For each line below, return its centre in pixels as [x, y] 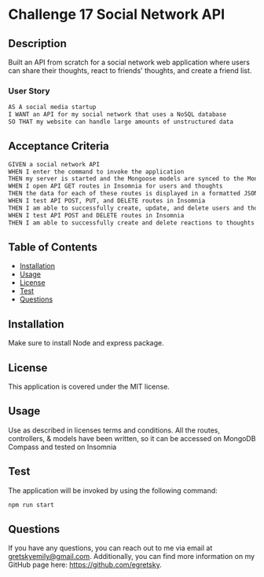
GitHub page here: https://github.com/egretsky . [85, 565]
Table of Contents [53, 247]
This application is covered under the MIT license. [89, 387]
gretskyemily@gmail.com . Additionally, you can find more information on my [132, 557]
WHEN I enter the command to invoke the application [96, 172]
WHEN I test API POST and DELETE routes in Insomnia [96, 215]
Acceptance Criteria [59, 146]
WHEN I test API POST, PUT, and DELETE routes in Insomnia [107, 201]
